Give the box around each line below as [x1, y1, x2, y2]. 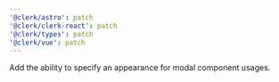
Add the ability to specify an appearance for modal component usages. [9, 62, 271, 73]
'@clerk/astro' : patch [9, 12, 94, 22]
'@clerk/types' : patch [9, 29, 94, 38]
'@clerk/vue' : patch [9, 37, 86, 47]
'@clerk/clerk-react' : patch [9, 21, 118, 30]
